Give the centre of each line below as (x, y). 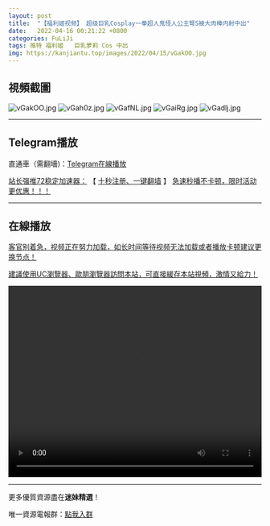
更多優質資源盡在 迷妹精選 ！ (54, 497)
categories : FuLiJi (41, 38)
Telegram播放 (43, 143)
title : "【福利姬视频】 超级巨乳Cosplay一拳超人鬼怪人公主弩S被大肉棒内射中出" (129, 23)
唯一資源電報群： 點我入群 (51, 514)
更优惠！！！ (29, 191)
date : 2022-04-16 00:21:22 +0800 (68, 31)
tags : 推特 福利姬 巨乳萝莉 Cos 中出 (68, 46)
